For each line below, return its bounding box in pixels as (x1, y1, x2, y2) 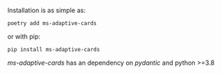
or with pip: (7, 32, 41, 41)
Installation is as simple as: (7, 6, 86, 14)
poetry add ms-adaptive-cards (7, 20, 97, 27)
